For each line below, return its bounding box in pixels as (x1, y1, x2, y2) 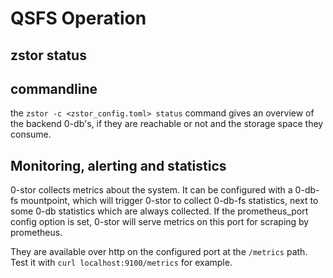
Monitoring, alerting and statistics (10, 157, 227, 174)
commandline (10, 80, 98, 97)
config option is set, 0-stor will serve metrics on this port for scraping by (10, 216, 310, 228)
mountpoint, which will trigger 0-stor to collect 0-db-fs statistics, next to (20, 195, 319, 207)
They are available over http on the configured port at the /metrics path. (10, 246, 308, 258)
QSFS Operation (10, 7, 147, 30)
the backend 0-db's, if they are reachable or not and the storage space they (10, 118, 324, 130)
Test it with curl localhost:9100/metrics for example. (10, 257, 233, 269)
